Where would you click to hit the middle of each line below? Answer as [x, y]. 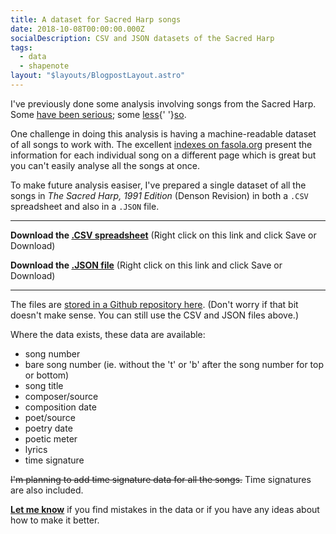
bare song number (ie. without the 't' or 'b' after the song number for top [174, 364]
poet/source [50, 417]
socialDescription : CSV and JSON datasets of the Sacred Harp [142, 38]
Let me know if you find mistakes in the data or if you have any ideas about [165, 509]
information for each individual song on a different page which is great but [163, 155]
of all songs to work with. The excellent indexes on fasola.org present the [161, 144]
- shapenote [44, 66]
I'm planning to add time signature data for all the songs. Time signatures [161, 479]
